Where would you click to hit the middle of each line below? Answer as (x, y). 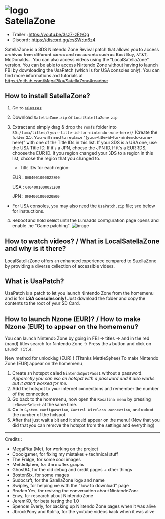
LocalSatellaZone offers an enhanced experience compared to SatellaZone (81, 261)
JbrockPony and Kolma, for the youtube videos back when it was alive (83, 512)
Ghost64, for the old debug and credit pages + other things (72, 470)
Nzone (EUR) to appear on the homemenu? (72, 327)
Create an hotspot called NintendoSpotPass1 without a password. (78, 373)
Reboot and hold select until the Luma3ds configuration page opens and (85, 220)
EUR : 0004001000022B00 (36, 177)
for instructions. (28, 211)
